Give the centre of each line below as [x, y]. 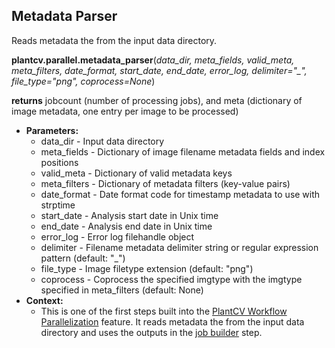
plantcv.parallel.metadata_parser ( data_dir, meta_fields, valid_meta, [153, 60]
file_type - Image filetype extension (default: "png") [147, 268]
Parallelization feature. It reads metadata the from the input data [172, 321]
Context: [44, 300]
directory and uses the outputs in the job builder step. [151, 332]
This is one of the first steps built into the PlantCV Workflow [164, 311]
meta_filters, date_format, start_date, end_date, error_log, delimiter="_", [159, 70]
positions [59, 162]
